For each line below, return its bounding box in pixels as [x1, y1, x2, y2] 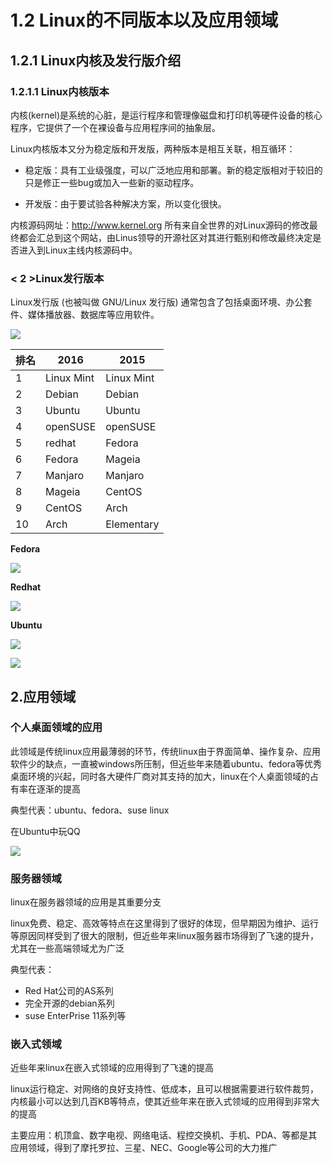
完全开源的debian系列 [24, 997, 115, 1010]
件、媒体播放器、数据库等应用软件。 [10, 309, 160, 321]
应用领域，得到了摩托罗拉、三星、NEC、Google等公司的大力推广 [10, 1142, 278, 1154]
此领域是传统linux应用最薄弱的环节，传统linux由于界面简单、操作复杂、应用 [10, 745, 321, 757]
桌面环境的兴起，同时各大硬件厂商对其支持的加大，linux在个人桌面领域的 [10, 770, 310, 782]
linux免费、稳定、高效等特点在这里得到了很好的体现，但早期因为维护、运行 [10, 917, 319, 930]
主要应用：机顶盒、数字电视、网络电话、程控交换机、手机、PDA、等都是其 [10, 1129, 318, 1141]
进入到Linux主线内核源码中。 [18, 244, 138, 256]
